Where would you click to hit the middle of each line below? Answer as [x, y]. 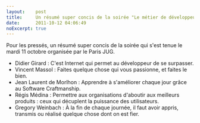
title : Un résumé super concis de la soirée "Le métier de [86, 17]
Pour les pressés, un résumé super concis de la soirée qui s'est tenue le [94, 45]
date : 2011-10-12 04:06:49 [46, 23]
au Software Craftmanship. [48, 89]
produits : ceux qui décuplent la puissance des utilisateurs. [87, 102]
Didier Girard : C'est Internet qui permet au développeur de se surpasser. [104, 63]
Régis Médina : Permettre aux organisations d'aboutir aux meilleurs [97, 95]
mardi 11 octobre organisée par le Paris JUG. [60, 52]
